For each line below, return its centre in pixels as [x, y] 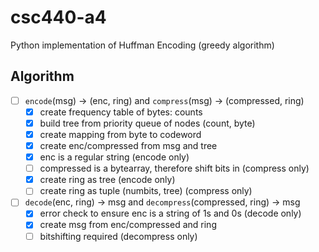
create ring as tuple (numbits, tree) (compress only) [146, 191]
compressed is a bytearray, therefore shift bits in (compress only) [174, 168]
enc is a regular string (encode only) [114, 157]
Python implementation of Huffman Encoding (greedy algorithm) [142, 45]
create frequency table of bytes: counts [121, 112]
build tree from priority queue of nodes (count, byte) [147, 123]
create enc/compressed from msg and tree [128, 145]
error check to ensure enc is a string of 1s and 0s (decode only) [170, 213]
